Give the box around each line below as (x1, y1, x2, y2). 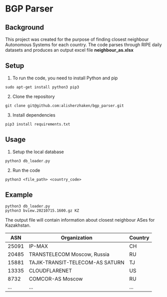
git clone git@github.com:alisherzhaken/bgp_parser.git (5, 103, 124, 108)
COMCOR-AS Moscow (28, 275, 83, 282)
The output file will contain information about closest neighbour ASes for (5, 217, 155, 223)
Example (5, 190, 33, 199)
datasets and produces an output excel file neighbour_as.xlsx (5, 47, 134, 53)
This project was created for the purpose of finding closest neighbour (5, 36, 149, 42)
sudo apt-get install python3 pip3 (5, 84, 79, 89)
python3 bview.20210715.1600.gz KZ (5, 208, 79, 214)
